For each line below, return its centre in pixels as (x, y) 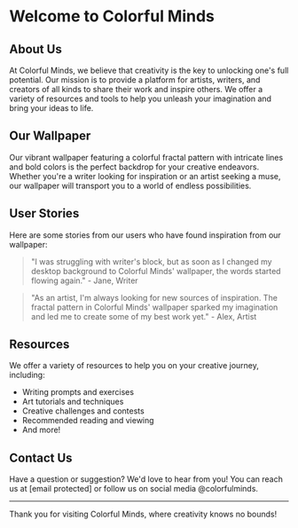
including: (27, 375)
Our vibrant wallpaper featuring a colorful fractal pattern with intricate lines (146, 157)
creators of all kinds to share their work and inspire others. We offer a (136, 89)
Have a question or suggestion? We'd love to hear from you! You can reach (146, 479)
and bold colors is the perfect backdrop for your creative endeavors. (134, 167)
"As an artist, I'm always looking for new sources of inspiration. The (154, 297)
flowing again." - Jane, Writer (85, 280)
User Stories (44, 213)
